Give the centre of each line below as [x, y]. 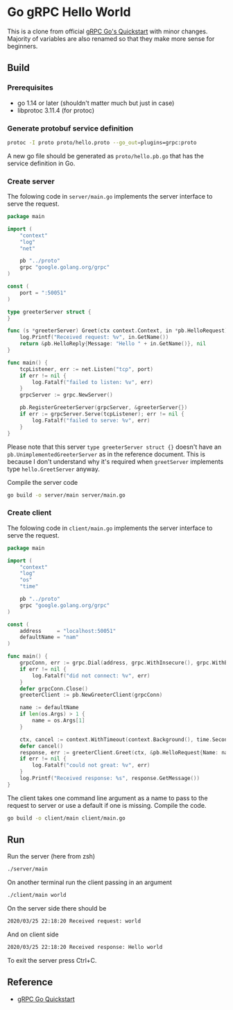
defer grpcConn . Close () [54, 688]
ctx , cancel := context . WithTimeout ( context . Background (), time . [116, 739]
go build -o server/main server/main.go [67, 495]
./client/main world [37, 895]
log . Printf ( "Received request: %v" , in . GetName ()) [94, 338]
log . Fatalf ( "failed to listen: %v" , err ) [93, 382]
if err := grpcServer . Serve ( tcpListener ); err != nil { [102, 414]
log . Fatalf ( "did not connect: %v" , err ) [91, 676]
